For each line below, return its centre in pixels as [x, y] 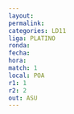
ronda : [19, 46]
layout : [21, 16]
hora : [17, 61]
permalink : [27, 23]
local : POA [27, 75]
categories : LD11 [37, 31]
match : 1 [23, 68]
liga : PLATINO [32, 38]
